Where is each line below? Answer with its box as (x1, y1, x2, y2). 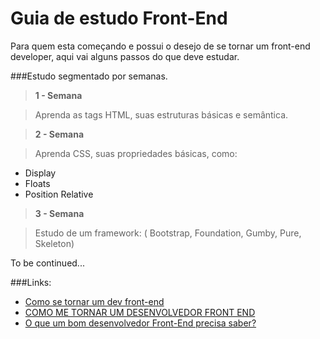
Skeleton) (34, 237, 75, 249)
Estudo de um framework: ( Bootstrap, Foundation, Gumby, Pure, (34, 227, 302, 239)
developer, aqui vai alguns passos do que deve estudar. (10, 50, 240, 62)
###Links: (10, 276, 52, 288)
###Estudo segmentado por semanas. (10, 70, 168, 82)
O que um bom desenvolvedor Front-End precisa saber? (24, 317, 257, 329)
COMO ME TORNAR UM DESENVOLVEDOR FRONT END (24, 306, 256, 318)
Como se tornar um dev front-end (24, 295, 165, 307)
